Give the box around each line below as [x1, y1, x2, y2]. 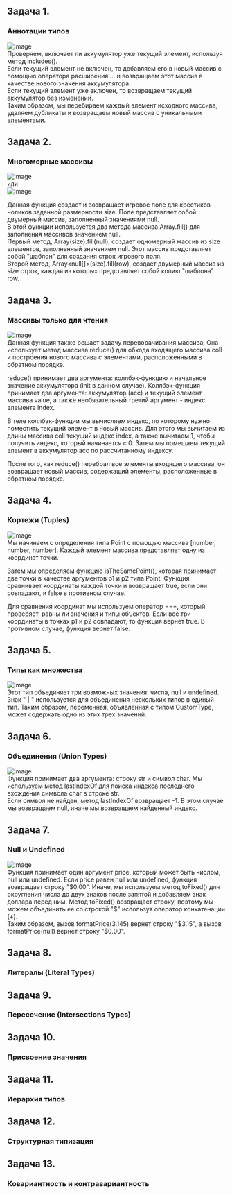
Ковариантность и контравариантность [7, 1178, 150, 1188]
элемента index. [7, 404, 55, 412]
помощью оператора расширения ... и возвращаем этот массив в [7, 71, 203, 80]
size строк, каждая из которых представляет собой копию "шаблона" [7, 267, 215, 275]
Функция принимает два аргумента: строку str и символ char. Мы [7, 775, 203, 783]
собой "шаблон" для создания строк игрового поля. [7, 252, 162, 261]
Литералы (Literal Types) [7, 968, 95, 977]
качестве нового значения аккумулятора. [7, 79, 131, 87]
